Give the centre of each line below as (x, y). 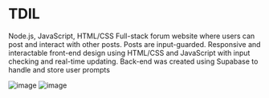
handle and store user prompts (59, 69)
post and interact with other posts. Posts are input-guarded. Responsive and (134, 44)
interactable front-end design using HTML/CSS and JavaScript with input (129, 53)
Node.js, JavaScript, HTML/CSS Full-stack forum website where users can (132, 36)
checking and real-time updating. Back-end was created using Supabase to (133, 61)
